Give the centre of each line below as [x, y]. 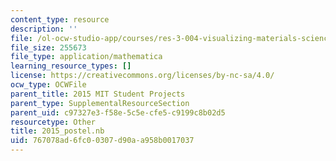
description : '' [44, 29]
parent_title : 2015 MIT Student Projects [98, 94]
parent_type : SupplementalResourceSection [100, 103]
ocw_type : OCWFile [48, 85]
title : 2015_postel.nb [57, 131]
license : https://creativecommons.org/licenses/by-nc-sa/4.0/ [142, 76]
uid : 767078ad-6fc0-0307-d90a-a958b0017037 [102, 141]
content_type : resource [60, 19]
